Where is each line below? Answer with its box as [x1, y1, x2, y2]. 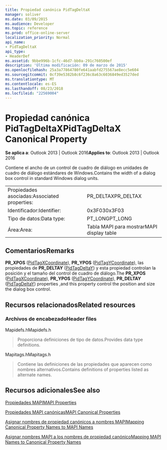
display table [86, 230, 117, 237]
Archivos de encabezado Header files [5, 315, 97, 322]
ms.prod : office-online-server [5, 30, 70, 35]
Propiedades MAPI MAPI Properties [5, 399, 77, 405]
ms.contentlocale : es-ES [5, 81, 57, 86]
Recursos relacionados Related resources [5, 300, 136, 309]
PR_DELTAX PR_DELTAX [86, 193, 142, 200]
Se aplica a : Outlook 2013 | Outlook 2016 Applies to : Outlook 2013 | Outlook [5, 150, 160, 156]
